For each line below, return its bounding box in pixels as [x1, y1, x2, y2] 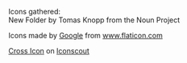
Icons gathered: [8, 7, 61, 16]
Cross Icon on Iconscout [8, 46, 90, 55]
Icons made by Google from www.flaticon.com [8, 31, 163, 40]
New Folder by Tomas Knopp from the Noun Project [8, 15, 181, 25]
